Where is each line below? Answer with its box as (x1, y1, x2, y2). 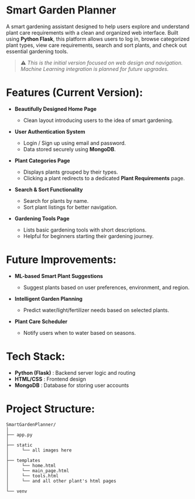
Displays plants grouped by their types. (23, 168, 118, 175)
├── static (6, 442, 33, 448)
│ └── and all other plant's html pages (6, 478, 117, 484)
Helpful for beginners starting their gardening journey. (23, 232, 154, 239)
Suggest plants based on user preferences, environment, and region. (23, 284, 190, 291)
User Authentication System (14, 128, 85, 135)
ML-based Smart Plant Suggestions (14, 272, 104, 279)
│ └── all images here (6, 447, 72, 453)
